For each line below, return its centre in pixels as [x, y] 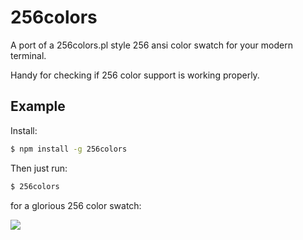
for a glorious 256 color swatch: [76, 205]
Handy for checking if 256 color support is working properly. [135, 75]
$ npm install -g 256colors [69, 149]
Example [38, 106]
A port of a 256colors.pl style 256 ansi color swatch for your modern [151, 45]
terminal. [28, 55]
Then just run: [39, 168]
